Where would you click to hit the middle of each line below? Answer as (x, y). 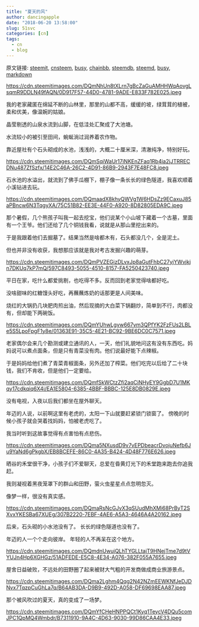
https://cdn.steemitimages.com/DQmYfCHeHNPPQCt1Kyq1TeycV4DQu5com (99, 611)
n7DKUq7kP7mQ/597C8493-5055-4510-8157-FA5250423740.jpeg (88, 268)
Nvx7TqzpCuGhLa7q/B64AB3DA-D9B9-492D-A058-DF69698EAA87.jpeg (96, 587)
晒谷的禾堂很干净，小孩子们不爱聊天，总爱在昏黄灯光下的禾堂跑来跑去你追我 (99, 463)
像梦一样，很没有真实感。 (37, 496)
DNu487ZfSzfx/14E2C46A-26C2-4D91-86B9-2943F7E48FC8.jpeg (87, 167)
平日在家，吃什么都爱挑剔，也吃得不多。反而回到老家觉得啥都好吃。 (89, 280)
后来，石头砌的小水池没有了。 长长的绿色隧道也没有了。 (74, 526)
